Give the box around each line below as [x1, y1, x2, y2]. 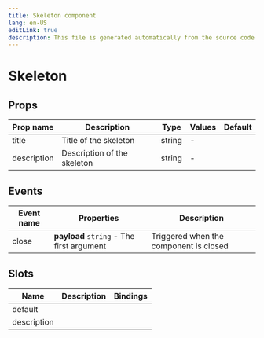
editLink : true [8, 26, 58, 34]
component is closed [151, 241, 229, 252]
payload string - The [53, 231, 135, 242]
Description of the [61, 148, 128, 159]
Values [189, 122, 217, 133]
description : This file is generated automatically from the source [8, 33, 237, 42]
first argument [53, 241, 107, 252]
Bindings [113, 290, 148, 301]
